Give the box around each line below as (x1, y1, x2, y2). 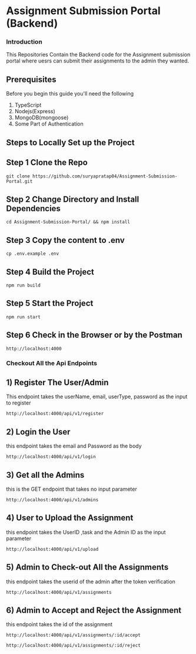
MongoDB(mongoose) (14, 114, 69, 121)
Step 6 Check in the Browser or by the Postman (6, 330, 182, 340)
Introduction (6, 38, 42, 46)
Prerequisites (6, 74, 57, 84)
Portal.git (6, 178, 33, 184)
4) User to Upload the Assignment (6, 513, 134, 523)
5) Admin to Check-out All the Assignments (6, 562, 169, 573)
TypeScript (14, 101, 42, 109)
